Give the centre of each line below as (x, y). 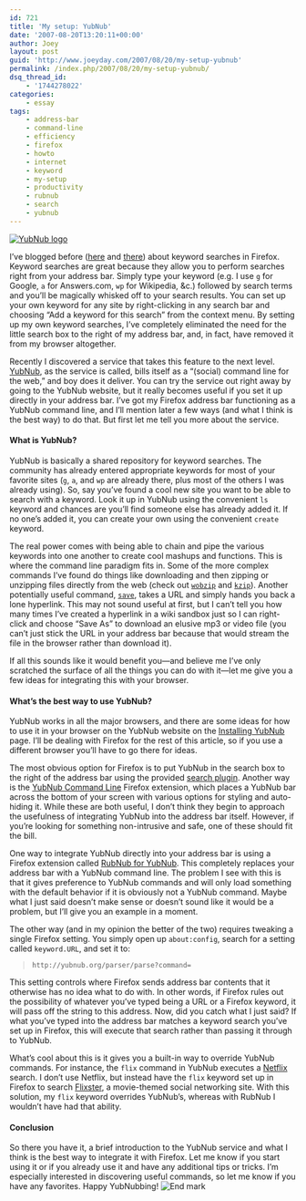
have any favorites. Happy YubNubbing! (84, 1186)
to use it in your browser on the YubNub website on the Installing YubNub (147, 731)
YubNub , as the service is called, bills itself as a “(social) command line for (149, 371)
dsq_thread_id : (38, 78)
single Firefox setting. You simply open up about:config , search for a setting (153, 939)
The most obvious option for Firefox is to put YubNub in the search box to (147, 768)
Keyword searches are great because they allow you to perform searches (147, 266)
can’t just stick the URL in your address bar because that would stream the (149, 633)
